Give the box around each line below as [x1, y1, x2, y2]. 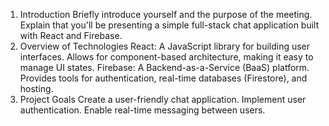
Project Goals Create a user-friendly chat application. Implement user [19, 94, 307, 105]
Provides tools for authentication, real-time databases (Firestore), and [19, 72, 308, 84]
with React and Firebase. [19, 30, 123, 41]
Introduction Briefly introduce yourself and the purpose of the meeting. [19, 9, 313, 20]
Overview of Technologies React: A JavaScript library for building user [19, 40, 311, 52]
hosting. [19, 83, 54, 94]
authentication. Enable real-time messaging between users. [19, 104, 266, 116]
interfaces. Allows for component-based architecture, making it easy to [19, 51, 314, 63]
